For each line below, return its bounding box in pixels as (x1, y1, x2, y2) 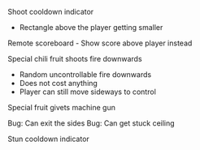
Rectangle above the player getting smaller (19, 23, 163, 32)
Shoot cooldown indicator (7, 7, 94, 16)
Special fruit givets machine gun (7, 103, 115, 112)
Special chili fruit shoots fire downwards (7, 54, 143, 63)
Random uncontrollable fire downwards (19, 70, 152, 79)
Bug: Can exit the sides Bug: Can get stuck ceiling (7, 118, 176, 128)
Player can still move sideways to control (19, 87, 156, 96)
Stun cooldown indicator (7, 134, 90, 144)
